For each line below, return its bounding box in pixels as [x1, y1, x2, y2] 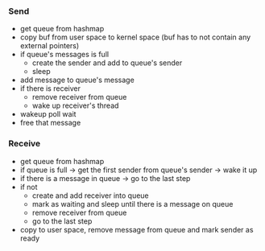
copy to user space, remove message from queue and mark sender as [19, 224, 254, 234]
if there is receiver [19, 84, 81, 93]
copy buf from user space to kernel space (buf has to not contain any [19, 32, 251, 42]
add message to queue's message [19, 75, 135, 85]
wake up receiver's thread [31, 101, 119, 110]
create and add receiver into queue [31, 191, 149, 200]
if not [19, 182, 38, 191]
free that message [19, 118, 81, 128]
